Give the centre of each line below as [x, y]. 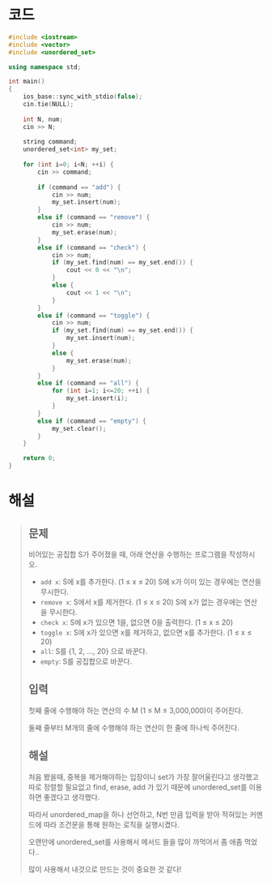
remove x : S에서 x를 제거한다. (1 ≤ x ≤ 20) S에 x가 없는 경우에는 [141, 602]
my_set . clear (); [79, 428]
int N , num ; [43, 119]
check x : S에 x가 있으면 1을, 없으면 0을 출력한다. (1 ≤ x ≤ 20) [136, 622]
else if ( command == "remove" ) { [94, 217]
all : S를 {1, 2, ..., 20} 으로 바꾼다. [94, 652]
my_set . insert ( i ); [97, 398]
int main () [27, 82]
